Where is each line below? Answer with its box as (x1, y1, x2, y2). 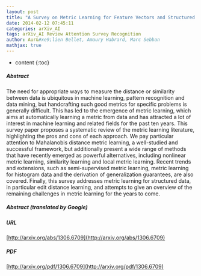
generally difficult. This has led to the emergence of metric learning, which (6, 106, 191, 114)
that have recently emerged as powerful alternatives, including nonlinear (6, 152, 187, 159)
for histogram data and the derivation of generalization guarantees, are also (6, 171, 194, 178)
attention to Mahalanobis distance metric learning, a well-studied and (6, 139, 178, 146)
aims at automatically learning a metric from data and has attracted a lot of (6, 113, 191, 120)
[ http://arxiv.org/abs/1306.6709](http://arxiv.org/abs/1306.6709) (6, 234, 165, 241)
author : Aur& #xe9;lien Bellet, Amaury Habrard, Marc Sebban (6, 37, 161, 43)
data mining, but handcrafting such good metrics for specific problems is (6, 100, 187, 108)
